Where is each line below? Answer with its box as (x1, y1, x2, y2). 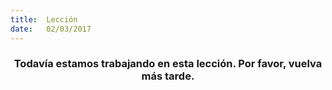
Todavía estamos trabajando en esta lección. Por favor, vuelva (13, 57, 323, 71)
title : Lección (10, 14, 78, 25)
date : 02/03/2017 (10, 24, 92, 34)
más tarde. (141, 69, 195, 83)
